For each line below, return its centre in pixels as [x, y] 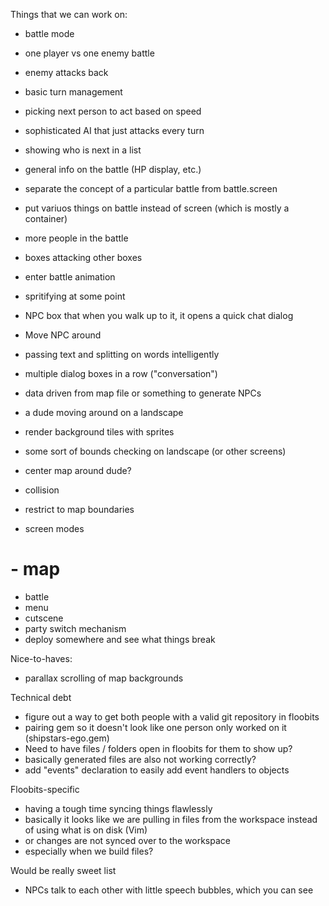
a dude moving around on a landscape [104, 412]
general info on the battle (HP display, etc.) [113, 169]
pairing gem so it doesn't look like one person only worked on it [155, 727]
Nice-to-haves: [41, 658]
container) [46, 218]
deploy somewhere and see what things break [120, 639]
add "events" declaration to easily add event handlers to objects [157, 770]
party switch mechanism [75, 628]
